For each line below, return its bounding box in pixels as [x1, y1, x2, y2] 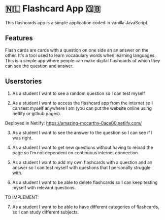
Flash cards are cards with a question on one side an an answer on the [5, 47, 149, 53]
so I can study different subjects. [12, 209, 79, 215]
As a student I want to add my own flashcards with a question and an [12, 159, 153, 165]
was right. [12, 134, 33, 141]
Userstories [5, 77, 42, 86]
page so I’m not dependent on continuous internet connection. [12, 149, 139, 156]
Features [5, 34, 33, 43]
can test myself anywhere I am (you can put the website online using [12, 105, 152, 111]
